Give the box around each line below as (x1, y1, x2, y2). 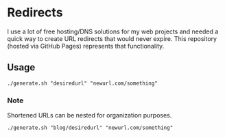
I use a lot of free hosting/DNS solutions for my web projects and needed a (7, 27, 219, 36)
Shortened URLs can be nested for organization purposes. (7, 111, 172, 120)
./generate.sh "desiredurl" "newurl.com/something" (7, 80, 158, 87)
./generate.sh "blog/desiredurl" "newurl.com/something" (7, 124, 174, 131)
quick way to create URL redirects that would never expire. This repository (7, 34, 217, 42)
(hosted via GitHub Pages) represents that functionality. (7, 42, 165, 50)
